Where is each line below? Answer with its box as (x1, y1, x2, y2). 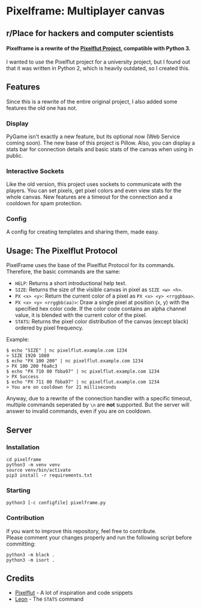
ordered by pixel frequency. (14, 324, 84, 331)
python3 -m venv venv (6, 462, 61, 468)
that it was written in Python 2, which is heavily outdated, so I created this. (6, 64, 190, 71)
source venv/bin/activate (6, 467, 71, 473)
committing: (6, 540, 36, 547)
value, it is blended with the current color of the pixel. (14, 312, 147, 319)
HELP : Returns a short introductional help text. (14, 280, 127, 287)
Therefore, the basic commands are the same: (6, 268, 121, 275)
